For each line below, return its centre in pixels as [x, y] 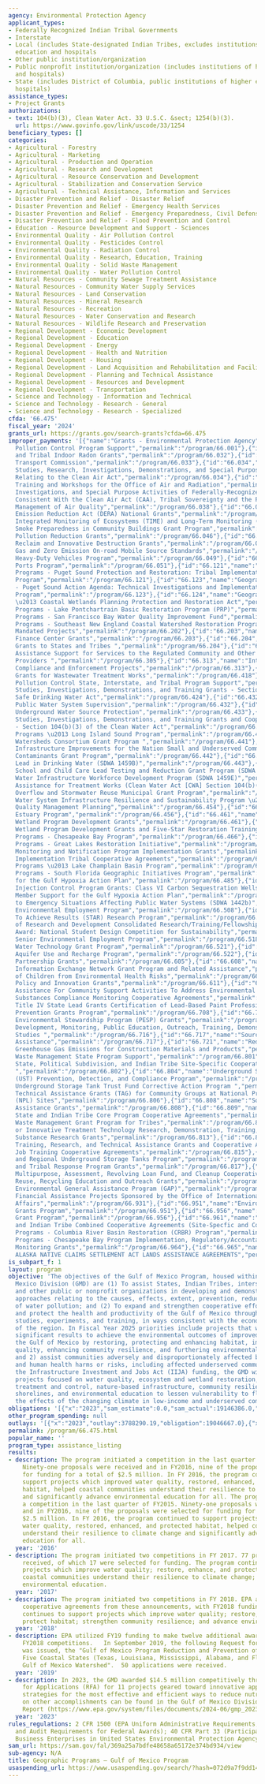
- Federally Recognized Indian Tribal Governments [93, 30]
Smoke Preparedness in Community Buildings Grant [98, 529]
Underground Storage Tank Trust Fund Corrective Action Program [123, 1086]
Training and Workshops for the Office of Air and [100, 485]
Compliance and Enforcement [62, 668]
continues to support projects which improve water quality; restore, [141, 1614]
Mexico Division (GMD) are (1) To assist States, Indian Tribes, [125, 1284]
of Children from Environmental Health [81, 976]
